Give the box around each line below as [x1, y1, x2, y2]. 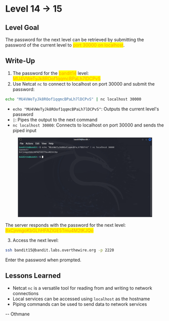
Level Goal [5, 23, 39, 32]
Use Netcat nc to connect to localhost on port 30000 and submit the [12, 81, 155, 87]
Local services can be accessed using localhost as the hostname [12, 296, 150, 302]
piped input [12, 127, 37, 133]
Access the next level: [12, 237, 59, 244]
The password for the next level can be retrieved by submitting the [5, 36, 144, 43]
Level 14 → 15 [5, 3, 62, 15]
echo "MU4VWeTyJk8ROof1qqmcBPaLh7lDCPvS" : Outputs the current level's [12, 106, 159, 112]
